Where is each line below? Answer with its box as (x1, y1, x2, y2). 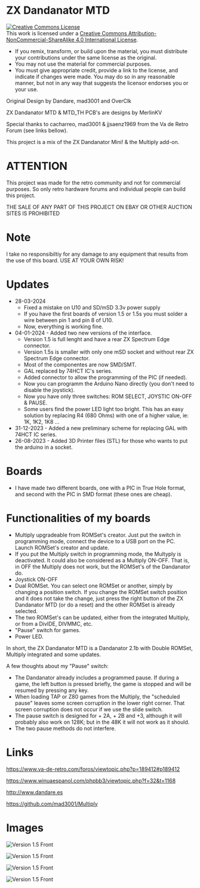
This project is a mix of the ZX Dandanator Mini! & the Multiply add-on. (6, 138, 180, 145)
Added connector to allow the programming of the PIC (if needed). (23, 373, 187, 381)
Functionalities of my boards (6, 512, 151, 525)
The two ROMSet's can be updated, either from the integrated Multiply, (14, 614, 190, 621)
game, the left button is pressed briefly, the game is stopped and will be (14, 680, 192, 687)
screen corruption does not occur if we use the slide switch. (14, 706, 163, 713)
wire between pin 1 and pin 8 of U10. (23, 316, 113, 323)
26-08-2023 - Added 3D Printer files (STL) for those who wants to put (14, 437, 188, 444)
